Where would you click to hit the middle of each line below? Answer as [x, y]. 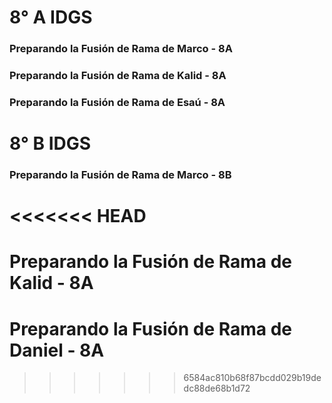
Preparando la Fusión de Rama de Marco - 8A [121, 49]
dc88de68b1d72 [217, 388]
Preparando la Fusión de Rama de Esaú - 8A [117, 102]
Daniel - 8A [57, 350]
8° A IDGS [51, 17]
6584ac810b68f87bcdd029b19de [252, 378]
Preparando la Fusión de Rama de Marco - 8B [120, 175]
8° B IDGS [50, 143]
